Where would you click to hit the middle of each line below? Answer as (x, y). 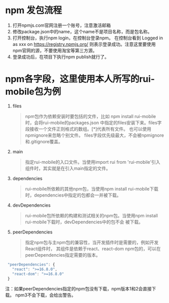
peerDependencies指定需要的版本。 (63, 255)
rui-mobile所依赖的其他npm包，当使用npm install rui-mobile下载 (92, 189)
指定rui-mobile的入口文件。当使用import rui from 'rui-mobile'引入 (93, 162)
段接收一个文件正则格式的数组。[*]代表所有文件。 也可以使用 (88, 129)
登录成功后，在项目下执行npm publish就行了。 (61, 56)
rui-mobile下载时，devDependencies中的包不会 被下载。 (84, 222)
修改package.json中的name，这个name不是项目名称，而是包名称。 (82, 31)
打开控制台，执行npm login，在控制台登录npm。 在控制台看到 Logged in (88, 38)
